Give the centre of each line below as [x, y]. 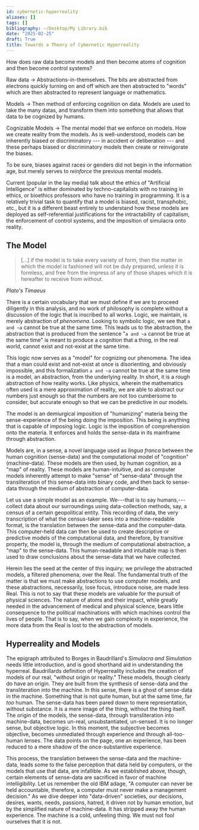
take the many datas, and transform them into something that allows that [95, 110]
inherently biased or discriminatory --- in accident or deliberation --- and [96, 140]
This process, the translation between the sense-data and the [82, 758]
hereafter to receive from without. [62, 279]
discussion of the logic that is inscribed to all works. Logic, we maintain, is [97, 314]
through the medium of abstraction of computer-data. [84, 488]
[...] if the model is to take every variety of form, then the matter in [102, 260]
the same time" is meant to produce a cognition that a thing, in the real [92, 340]
